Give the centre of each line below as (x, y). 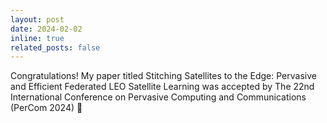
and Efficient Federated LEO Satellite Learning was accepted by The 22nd (162, 87)
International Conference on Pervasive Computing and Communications (158, 97)
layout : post (37, 19)
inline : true (37, 38)
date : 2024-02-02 (46, 29)
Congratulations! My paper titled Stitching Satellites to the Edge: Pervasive (163, 76)
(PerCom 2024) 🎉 (46, 108)
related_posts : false (55, 47)
